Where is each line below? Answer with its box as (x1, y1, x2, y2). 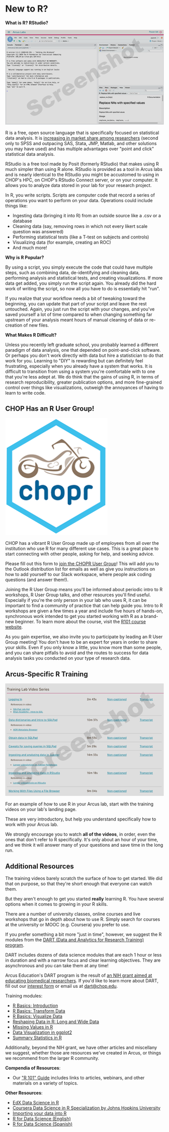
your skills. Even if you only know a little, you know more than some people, (5, 645, 162, 651)
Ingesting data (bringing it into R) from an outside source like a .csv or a (12, 212, 161, 218)
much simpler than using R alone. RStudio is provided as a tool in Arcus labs (5, 166, 162, 172)
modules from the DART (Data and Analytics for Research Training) (5, 937, 144, 943)
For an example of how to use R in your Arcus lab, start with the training (5, 801, 154, 807)
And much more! (12, 244, 47, 250)
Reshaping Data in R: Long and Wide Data (12, 1019, 100, 1025)
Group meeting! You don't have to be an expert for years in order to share (5, 639, 157, 645)
